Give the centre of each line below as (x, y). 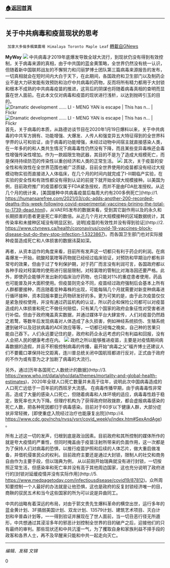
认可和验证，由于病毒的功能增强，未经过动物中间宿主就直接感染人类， (92, 142)
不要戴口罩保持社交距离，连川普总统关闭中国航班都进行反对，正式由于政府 (87, 353)
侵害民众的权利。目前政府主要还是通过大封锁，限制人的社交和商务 (96, 455)
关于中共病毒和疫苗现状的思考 (52, 33)
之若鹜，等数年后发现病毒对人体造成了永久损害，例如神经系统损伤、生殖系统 (85, 321)
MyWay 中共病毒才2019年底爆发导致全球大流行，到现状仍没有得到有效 (82, 57)
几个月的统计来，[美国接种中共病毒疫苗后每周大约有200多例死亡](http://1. (82, 193)
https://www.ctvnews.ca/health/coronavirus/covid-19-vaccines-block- (79, 228)
